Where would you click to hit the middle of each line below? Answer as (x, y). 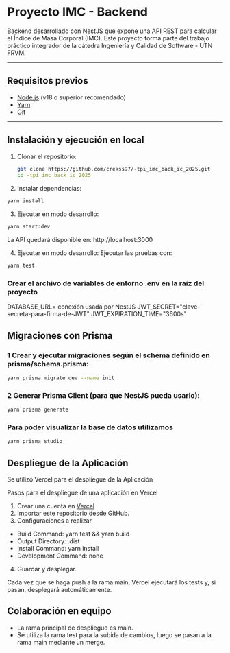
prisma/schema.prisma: (48, 364)
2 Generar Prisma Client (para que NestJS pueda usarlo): (104, 395)
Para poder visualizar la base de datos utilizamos (90, 427)
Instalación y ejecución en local (76, 140)
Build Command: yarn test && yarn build (73, 534)
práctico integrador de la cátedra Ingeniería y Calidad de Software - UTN (110, 45)
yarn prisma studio (35, 442)
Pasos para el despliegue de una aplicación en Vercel (82, 492)
